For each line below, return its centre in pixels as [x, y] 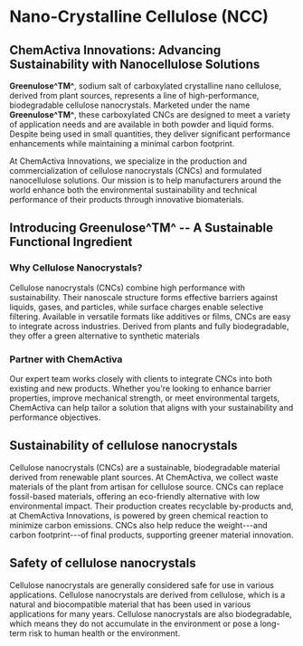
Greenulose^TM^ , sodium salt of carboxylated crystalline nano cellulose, [146, 86]
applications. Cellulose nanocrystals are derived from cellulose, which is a [147, 594]
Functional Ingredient [71, 242]
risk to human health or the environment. [104, 633]
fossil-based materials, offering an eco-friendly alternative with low [135, 496]
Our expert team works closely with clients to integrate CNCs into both [141, 378]
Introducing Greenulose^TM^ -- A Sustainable [142, 228]
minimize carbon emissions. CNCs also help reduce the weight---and [138, 525]
